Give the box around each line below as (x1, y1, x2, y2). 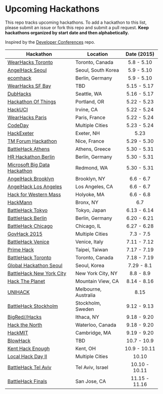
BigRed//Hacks (7, 313, 42, 320)
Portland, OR (75, 98, 104, 105)
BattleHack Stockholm (7, 302, 58, 309)
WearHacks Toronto (7, 59, 53, 66)
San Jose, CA (75, 378, 106, 384)
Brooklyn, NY (75, 175, 106, 182)
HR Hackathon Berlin (7, 153, 55, 160)
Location (87, 50, 108, 57)
